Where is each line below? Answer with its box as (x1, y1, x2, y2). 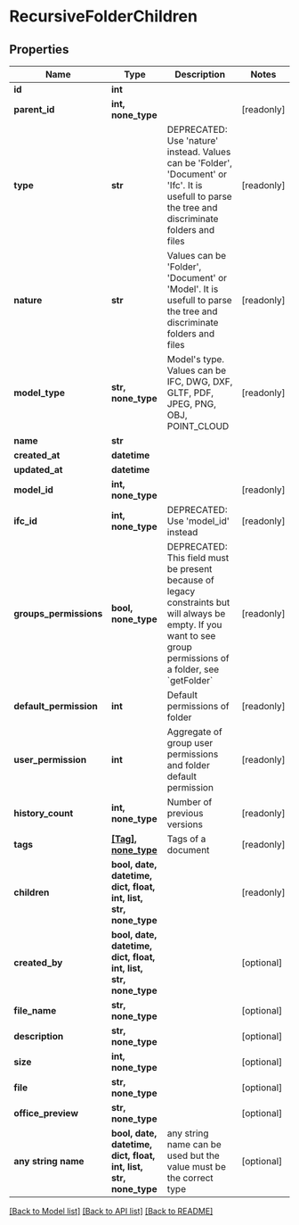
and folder (166, 759, 211, 771)
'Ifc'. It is (166, 179, 203, 191)
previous (166, 807, 204, 819)
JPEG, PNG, (166, 398, 216, 410)
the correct (166, 1171, 214, 1184)
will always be (166, 608, 226, 619)
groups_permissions (13, 608, 103, 619)
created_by (13, 956, 63, 969)
